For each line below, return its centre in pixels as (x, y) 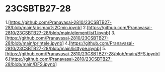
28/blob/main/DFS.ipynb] (31, 64)
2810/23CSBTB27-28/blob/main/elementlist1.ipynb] (58, 33)
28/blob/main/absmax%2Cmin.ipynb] (43, 27)
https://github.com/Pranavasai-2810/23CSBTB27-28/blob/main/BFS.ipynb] (83, 54)
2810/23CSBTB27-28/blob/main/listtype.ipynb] (53, 48)
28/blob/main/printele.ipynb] (35, 43)
